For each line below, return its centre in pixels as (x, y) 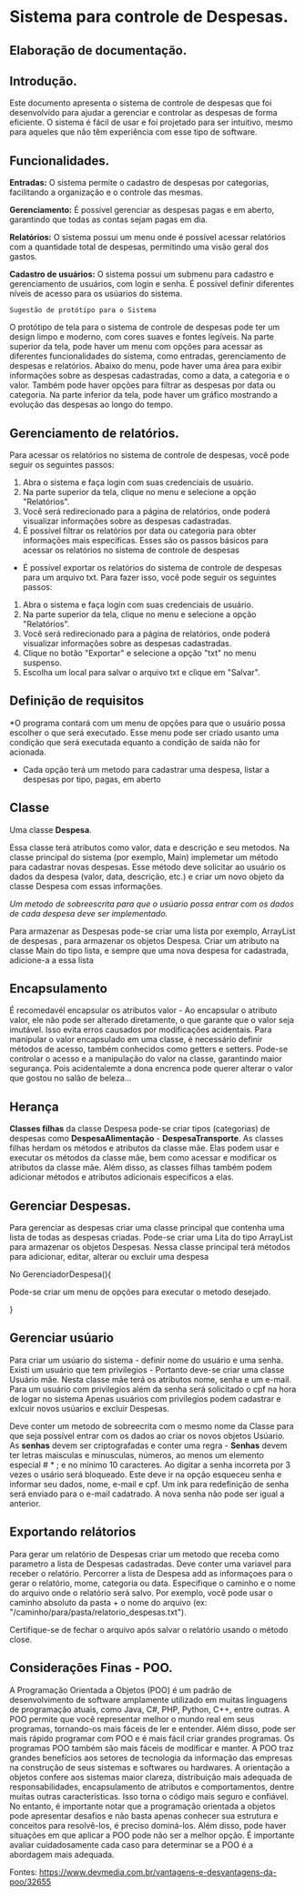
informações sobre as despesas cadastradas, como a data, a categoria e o (149, 376)
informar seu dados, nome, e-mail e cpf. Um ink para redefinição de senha (149, 1484)
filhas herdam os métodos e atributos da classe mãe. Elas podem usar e (144, 1148)
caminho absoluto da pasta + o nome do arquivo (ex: (108, 1602)
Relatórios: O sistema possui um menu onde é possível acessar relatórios (148, 238)
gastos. (24, 257)
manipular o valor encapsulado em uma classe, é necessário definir (136, 1039)
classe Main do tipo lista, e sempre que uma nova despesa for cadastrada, (149, 950)
